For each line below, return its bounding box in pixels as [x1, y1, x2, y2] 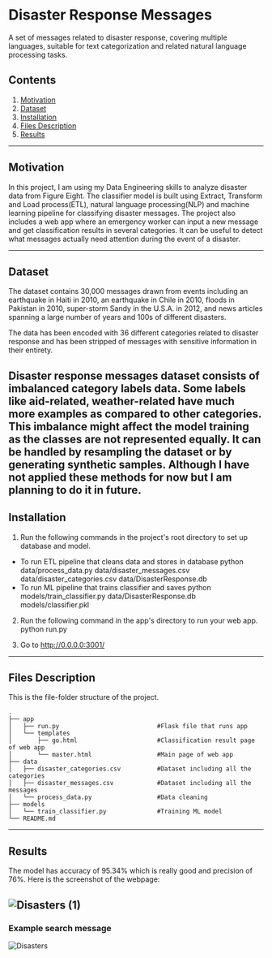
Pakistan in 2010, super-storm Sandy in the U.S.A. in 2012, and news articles [8, 304, 263, 313]
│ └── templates [8, 729, 70, 738]
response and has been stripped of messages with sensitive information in [8, 337, 257, 347]
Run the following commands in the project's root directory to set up [19, 532, 249, 542]
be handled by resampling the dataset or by [8, 445, 232, 459]
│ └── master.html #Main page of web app [8, 751, 233, 759]
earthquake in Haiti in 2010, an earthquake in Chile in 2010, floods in [8, 295, 235, 305]
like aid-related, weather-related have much [8, 394, 235, 408]
